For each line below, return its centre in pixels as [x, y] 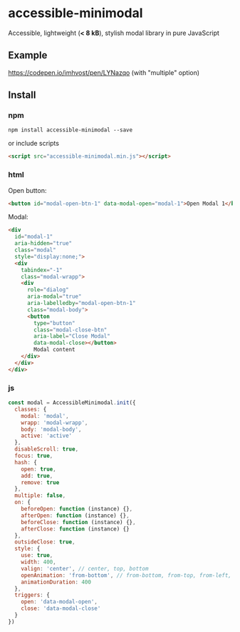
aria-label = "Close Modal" [72, 336]
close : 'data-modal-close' [61, 608]
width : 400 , [38, 562]
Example [28, 55]
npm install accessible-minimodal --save [71, 130]
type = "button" [54, 323]
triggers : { [32, 595]
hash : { [26, 462]
